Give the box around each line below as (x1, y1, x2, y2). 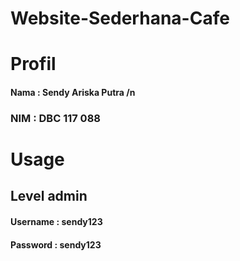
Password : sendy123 (10, 238, 102, 251)
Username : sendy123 (10, 216, 103, 228)
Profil (10, 53, 57, 76)
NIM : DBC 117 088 (10, 111, 101, 125)
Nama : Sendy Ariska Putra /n (10, 86, 136, 98)
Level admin (10, 188, 88, 205)
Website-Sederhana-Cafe (10, 7, 230, 30)
